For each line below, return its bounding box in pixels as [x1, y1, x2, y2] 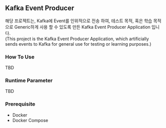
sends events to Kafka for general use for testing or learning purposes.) [5, 41, 152, 47]
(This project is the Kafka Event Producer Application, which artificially [5, 36, 149, 42]
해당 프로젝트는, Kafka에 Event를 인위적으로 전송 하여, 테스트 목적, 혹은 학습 [5, 17, 153, 24]
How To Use [5, 53, 35, 60]
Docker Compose [12, 117, 49, 123]
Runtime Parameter [5, 77, 53, 84]
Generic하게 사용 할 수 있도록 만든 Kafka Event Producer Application [14, 24, 151, 30]
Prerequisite [5, 101, 36, 108]
